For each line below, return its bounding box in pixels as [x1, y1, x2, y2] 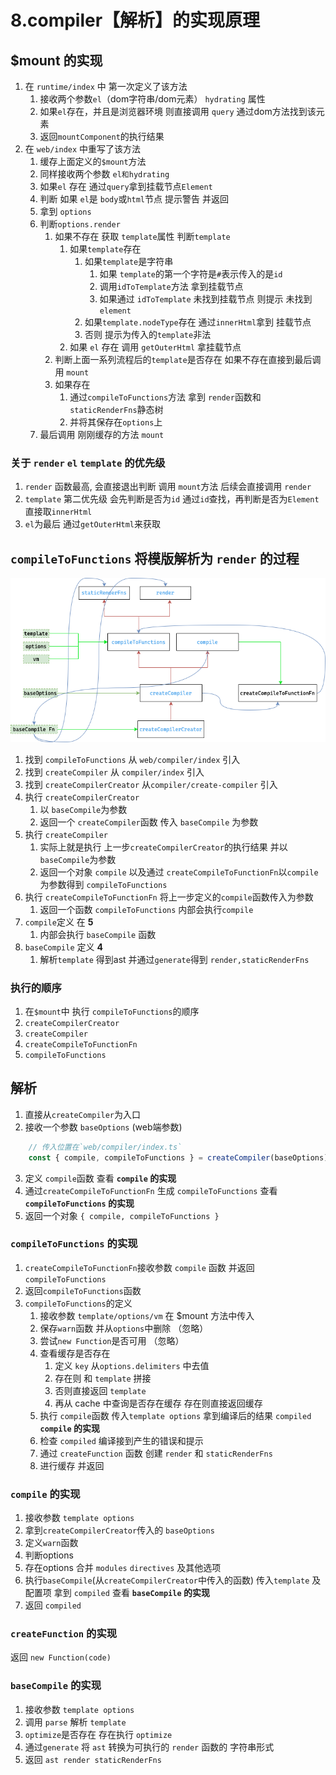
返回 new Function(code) [10, 1651, 112, 1663]
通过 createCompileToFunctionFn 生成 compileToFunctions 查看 [24, 1184, 278, 1196]
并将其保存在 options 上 [69, 416, 163, 428]
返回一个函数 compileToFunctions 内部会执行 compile [39, 903, 254, 915]
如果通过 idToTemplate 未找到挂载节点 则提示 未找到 [99, 293, 313, 305]
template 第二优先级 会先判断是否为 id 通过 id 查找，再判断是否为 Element [24, 493, 320, 505]
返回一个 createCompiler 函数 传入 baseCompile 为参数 [39, 816, 259, 828]
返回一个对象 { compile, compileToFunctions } [24, 1209, 220, 1221]
